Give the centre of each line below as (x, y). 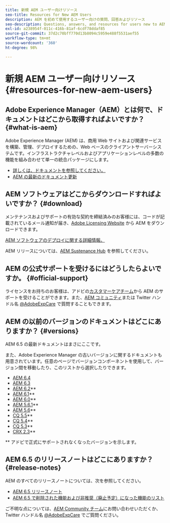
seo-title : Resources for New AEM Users (49, 15)
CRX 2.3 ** (24, 432)
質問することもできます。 (87, 304)
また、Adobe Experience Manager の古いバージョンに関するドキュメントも (84, 355)
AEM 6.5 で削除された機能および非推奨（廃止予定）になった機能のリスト (88, 498)
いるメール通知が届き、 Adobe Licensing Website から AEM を (87, 223)
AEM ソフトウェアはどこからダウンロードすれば (80, 194)
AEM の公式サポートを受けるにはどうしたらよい (80, 269)
